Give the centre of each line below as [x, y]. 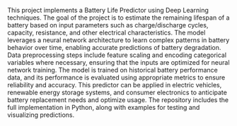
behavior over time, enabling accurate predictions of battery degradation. [114, 48]
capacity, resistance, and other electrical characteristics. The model [106, 32]
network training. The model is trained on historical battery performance [112, 70]
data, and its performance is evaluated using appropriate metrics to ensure [116, 77]
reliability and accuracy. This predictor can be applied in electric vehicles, [115, 85]
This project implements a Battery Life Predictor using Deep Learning [108, 10]
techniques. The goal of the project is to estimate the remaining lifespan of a [118, 18]
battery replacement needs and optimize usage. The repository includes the [118, 100]
